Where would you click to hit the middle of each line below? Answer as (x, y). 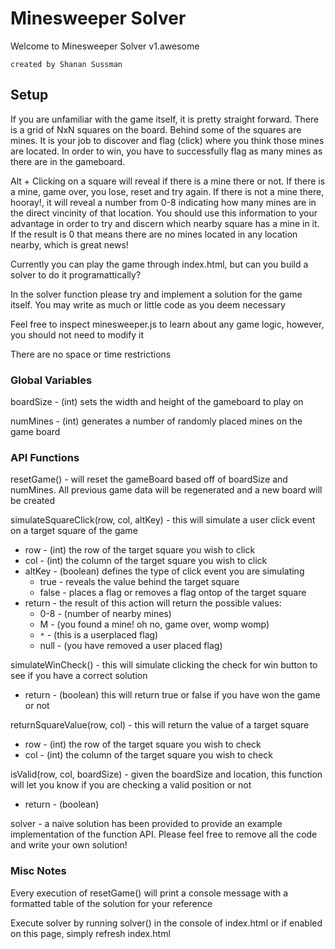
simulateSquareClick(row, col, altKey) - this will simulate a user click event (163, 520)
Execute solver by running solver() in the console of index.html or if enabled (166, 923)
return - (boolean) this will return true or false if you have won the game (172, 695)
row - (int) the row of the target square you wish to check (143, 744)
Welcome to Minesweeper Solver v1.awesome (105, 46)
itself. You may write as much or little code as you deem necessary (148, 304)
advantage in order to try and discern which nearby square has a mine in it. (165, 223)
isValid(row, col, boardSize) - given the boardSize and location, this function (166, 774)
